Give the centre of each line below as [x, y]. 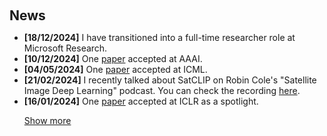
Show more [47, 120]
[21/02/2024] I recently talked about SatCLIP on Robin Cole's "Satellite [170, 80]
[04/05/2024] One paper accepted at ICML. [115, 69]
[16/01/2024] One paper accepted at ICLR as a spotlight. [141, 101]
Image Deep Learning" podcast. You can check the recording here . [162, 90]
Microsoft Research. [65, 48]
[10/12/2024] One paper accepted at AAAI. [113, 58]
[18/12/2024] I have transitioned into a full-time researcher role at [159, 37]
